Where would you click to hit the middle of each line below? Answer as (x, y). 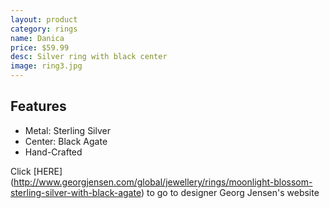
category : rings (44, 29)
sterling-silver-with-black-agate (76, 192)
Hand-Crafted (53, 152)
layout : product (44, 19)
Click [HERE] (36, 171)
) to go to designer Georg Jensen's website (230, 192)
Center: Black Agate (66, 141)
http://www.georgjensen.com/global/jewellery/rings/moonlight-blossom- (163, 182)
